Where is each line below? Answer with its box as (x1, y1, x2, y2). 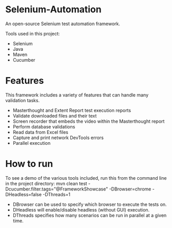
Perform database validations (12, 123, 75, 129)
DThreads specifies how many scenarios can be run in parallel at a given (12, 212, 167, 218)
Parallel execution (12, 140, 51, 146)
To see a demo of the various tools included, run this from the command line (5, 175, 167, 181)
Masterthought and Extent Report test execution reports (12, 107, 131, 113)
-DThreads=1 (43, 191, 71, 197)
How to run (5, 158, 53, 170)
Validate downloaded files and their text (12, 112, 97, 119)
